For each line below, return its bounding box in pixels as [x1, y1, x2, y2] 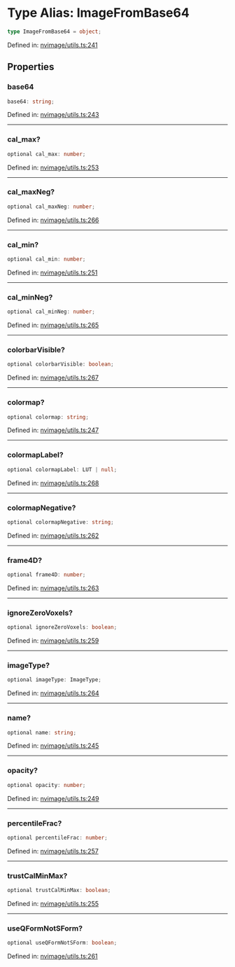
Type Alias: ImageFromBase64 [7, 5, 190, 21]
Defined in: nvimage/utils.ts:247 [7, 426, 99, 435]
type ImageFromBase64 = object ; [7, 28, 101, 35]
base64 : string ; [7, 98, 55, 105]
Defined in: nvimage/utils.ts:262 [7, 531, 99, 540]
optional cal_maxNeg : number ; [7, 203, 96, 210]
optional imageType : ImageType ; [7, 676, 101, 683]
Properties [7, 61, 55, 73]
